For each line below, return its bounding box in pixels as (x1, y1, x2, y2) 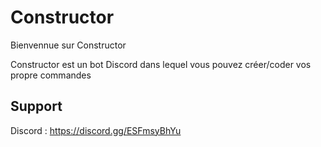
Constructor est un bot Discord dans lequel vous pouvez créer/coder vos (10, 58, 312, 70)
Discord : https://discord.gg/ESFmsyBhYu (10, 124, 182, 136)
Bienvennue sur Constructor (10, 39, 127, 51)
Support (10, 98, 63, 115)
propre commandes (10, 69, 92, 81)
